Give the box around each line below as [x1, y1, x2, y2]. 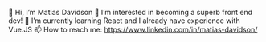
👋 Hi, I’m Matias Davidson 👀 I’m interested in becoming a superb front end [8, 8, 253, 17]
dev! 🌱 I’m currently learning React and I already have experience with [8, 16, 240, 25]
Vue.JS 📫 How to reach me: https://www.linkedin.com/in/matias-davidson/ [8, 25, 258, 34]
